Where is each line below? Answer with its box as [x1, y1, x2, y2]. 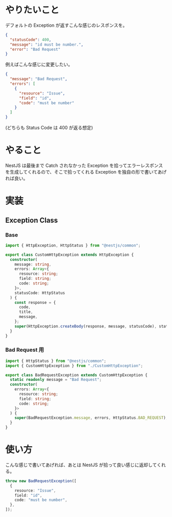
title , [18, 310, 33, 315]
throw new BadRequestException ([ [5, 478, 77, 484]
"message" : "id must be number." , [10, 42, 83, 47]
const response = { [14, 300, 56, 305]
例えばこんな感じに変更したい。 [5, 62, 73, 68]
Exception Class [5, 216, 58, 224]
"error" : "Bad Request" [10, 47, 60, 52]
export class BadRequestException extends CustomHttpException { [5, 372, 147, 377]
